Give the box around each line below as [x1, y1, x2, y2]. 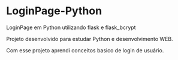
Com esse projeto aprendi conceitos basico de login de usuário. [6, 46, 164, 54]
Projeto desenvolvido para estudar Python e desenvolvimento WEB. [6, 35, 173, 42]
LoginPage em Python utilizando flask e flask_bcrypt [6, 24, 136, 31]
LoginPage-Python [6, 4, 102, 18]
